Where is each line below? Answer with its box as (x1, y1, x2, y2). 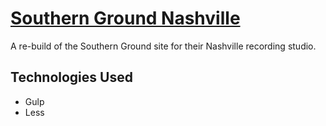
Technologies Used (10, 69, 133, 86)
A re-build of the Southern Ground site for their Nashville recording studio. (10, 40, 317, 52)
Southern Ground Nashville (10, 7, 241, 30)
